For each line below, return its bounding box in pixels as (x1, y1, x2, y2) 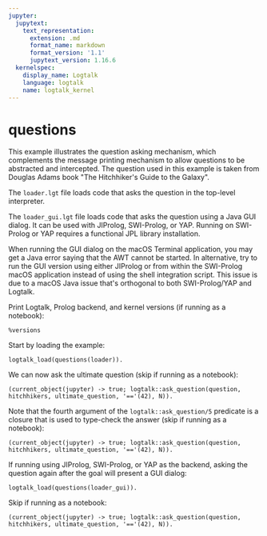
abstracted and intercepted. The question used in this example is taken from (8, 164, 260, 174)
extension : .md (29, 34, 81, 42)
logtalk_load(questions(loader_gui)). (8, 484, 137, 492)
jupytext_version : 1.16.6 (29, 57, 116, 65)
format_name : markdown (29, 42, 106, 50)
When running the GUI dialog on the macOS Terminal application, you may (8, 245, 253, 254)
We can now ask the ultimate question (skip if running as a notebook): (8, 370, 238, 380)
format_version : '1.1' (29, 49, 106, 57)
